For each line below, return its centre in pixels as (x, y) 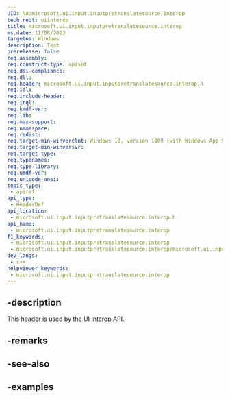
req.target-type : (32, 154)
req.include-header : (37, 97)
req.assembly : (27, 58)
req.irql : (21, 103)
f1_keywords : (26, 237)
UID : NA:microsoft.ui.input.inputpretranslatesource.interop (96, 13)
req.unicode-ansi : (33, 179)
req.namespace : (29, 128)
